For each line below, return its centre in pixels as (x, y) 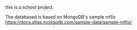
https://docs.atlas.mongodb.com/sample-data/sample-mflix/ (68, 22)
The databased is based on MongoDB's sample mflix (60, 17)
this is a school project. (30, 7)
